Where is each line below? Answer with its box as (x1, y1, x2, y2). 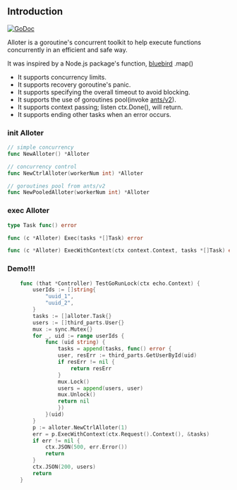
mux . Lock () (57, 378, 90, 385)
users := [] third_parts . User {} (32, 319, 125, 326)
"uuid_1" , (44, 293, 74, 300)
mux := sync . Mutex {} (32, 326, 93, 333)
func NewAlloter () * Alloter (7, 150, 90, 157)
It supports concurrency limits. (17, 73, 107, 81)
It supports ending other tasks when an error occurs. (17, 110, 171, 118)
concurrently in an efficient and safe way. (7, 45, 128, 54)
